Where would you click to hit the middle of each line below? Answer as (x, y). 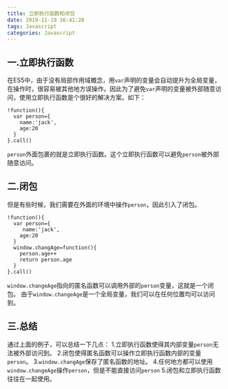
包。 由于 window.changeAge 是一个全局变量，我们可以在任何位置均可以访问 (111, 294)
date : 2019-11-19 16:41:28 (46, 20)
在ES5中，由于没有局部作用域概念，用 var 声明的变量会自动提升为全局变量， (114, 81)
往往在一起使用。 (31, 379)
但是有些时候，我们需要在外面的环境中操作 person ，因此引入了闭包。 (104, 204)
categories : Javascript (41, 33)
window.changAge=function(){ (55, 248)
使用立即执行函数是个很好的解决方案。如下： (82, 98)
